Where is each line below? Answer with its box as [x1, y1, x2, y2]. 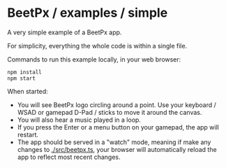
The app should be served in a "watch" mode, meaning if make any [17, 138, 211, 146]
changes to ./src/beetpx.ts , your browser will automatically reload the [17, 145, 218, 153]
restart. [17, 130, 38, 139]
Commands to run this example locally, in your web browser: [7, 55, 181, 64]
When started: [7, 87, 49, 95]
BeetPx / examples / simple [7, 5, 168, 21]
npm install [7, 69, 42, 76]
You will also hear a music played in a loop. [17, 115, 142, 124]
